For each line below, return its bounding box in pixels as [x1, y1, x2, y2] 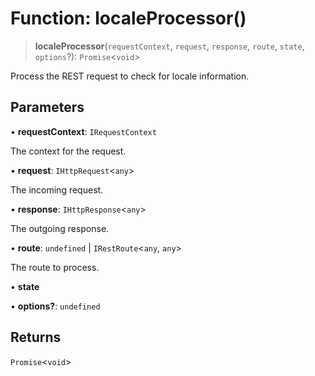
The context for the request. [10, 145, 127, 157]
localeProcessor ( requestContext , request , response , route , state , [34, 40, 305, 52]
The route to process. [10, 261, 100, 273]
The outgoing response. [10, 222, 110, 234]
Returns [10, 329, 62, 346]
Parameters [10, 99, 85, 116]
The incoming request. [10, 183, 104, 196]
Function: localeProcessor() [10, 7, 247, 30]
